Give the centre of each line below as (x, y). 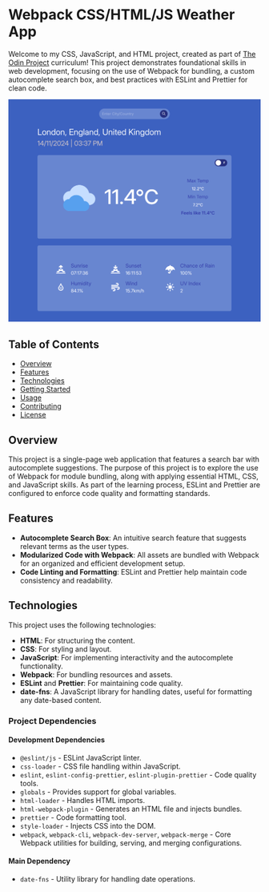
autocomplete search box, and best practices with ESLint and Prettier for (128, 79)
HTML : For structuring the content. (77, 640)
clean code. (28, 88)
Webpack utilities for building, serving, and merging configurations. (131, 842)
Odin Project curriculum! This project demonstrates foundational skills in (127, 63)
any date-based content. (60, 700)
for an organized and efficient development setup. (102, 563)
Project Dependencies (52, 720)
